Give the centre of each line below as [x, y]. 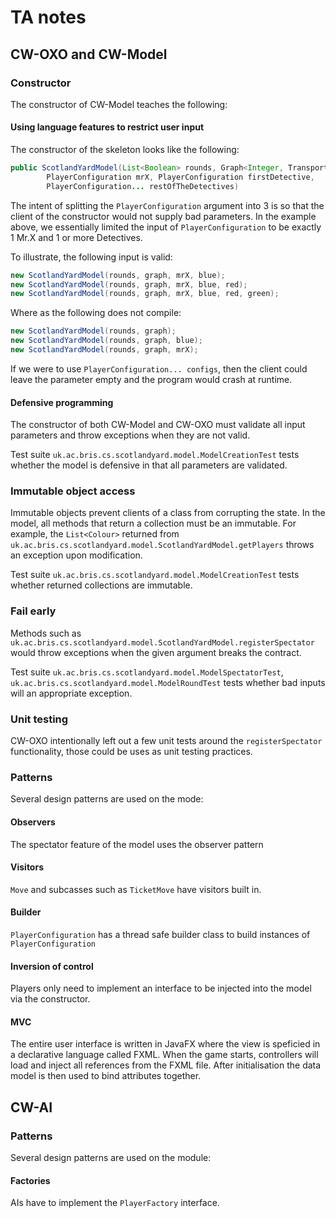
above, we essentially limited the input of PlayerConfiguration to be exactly [166, 227]
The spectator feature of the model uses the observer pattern [137, 844]
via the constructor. [50, 999]
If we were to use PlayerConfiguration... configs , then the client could [159, 368]
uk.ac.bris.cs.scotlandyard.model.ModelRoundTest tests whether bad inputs [168, 682]
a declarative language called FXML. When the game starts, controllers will [164, 1055]
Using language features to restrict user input [107, 127]
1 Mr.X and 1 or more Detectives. [76, 237]
